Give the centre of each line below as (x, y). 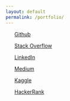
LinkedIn (25, 57)
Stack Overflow (33, 46)
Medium (24, 68)
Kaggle (23, 80)
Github (22, 34)
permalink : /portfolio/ (35, 17)
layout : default (26, 12)
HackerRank (29, 91)
